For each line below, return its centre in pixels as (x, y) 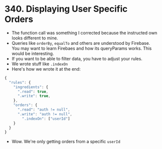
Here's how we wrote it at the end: (46, 69)
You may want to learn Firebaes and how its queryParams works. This (81, 48)
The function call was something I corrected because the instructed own (84, 33)
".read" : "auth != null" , (44, 110)
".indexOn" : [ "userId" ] (46, 119)
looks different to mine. (35, 38)
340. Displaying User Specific (66, 9)
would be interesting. (33, 53)
